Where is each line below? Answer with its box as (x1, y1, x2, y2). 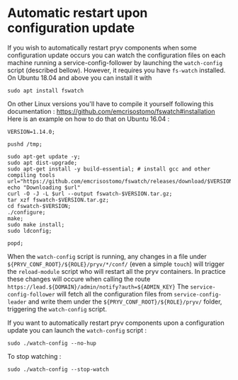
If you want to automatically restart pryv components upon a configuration (7, 318, 225, 327)
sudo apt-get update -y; (7, 153, 81, 160)
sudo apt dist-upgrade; (7, 159, 78, 166)
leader (7, 299, 27, 306)
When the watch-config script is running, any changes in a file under (7, 252, 207, 260)
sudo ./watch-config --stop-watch (7, 366, 110, 373)
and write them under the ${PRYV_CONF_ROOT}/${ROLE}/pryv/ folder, (28, 297, 222, 306)
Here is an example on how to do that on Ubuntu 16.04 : (7, 115, 170, 123)
